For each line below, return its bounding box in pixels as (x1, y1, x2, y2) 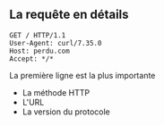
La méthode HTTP (22, 87, 91, 97)
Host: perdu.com (9, 46, 70, 55)
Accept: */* (9, 54, 54, 63)
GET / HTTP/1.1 (9, 30, 66, 39)
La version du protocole (22, 106, 110, 117)
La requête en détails (9, 7, 129, 22)
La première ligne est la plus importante (9, 70, 156, 80)
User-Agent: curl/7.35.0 (9, 38, 102, 47)
